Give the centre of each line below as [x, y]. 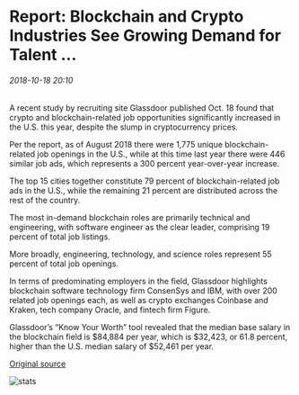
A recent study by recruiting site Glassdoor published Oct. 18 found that [142, 108]
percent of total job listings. [60, 237]
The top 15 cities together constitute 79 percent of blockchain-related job [145, 181]
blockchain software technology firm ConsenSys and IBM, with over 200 [144, 291]
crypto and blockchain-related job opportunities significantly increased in [145, 118]
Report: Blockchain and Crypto [127, 17]
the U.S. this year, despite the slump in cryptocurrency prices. [124, 127]
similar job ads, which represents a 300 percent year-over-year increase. [145, 164]
